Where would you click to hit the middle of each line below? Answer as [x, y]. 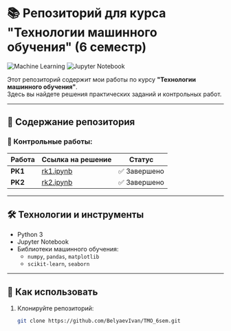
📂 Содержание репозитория [71, 122]
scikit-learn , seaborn [58, 264]
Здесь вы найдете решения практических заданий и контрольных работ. [114, 94]
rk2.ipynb [57, 182]
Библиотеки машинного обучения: [68, 249]
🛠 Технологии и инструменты [76, 215]
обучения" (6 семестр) [77, 47]
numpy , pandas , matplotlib [63, 256]
